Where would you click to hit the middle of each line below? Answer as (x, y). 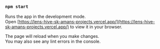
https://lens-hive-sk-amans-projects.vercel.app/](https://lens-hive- (87, 22)
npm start (17, 7)
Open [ (12, 22)
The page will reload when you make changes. (52, 36)
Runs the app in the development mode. (45, 16)
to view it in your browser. (96, 27)
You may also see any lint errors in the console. (53, 41)
